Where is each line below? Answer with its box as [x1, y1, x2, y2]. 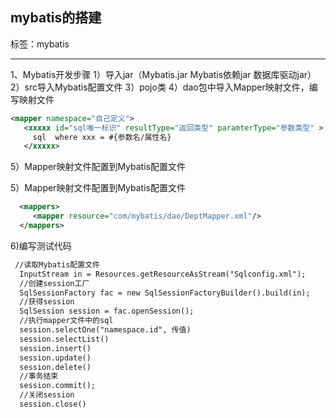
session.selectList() [19, 334, 110, 344]
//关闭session [19, 390, 75, 400]
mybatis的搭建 [10, 9, 102, 27]
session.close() [19, 399, 87, 410]
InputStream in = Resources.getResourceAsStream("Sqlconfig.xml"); [19, 269, 307, 279]
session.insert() [19, 343, 92, 353]
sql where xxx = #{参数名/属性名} [32, 132, 172, 142]
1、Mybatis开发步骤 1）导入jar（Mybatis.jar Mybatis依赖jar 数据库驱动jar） [10, 68, 317, 80]
